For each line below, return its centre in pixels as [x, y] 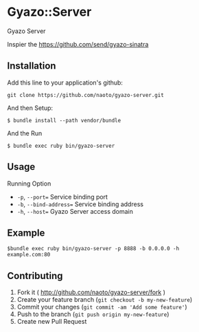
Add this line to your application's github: [65, 82]
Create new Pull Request [52, 322]
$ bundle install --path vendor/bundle [64, 120]
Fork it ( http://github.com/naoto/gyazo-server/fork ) [91, 292]
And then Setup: [30, 108]
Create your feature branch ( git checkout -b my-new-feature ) [105, 300]
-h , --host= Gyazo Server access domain [75, 211]
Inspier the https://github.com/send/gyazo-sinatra [78, 44]
